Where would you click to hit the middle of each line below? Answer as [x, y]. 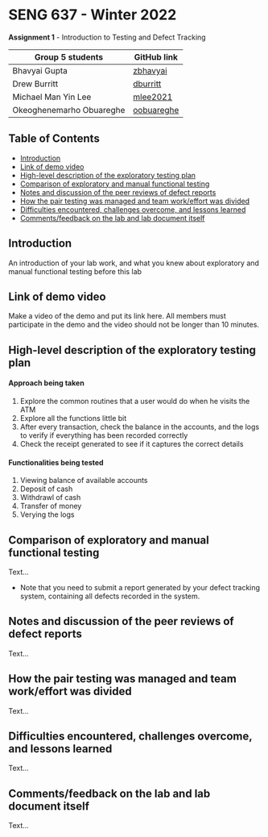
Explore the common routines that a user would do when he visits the [135, 401]
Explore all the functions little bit [73, 418]
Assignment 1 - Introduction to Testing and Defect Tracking [107, 37]
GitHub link [156, 56]
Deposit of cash [46, 489]
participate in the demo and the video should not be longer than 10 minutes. [134, 325]
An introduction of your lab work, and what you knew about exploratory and [134, 263]
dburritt [147, 84]
